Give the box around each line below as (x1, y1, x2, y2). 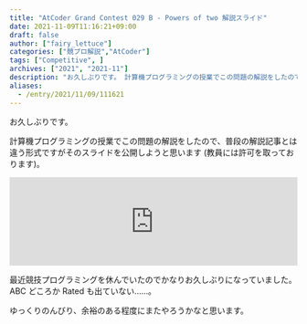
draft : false (9, 30, 59, 39)
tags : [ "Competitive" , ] (9, 56, 104, 65)
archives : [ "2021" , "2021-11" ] (9, 65, 129, 74)
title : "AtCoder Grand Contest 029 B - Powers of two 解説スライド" (9, 13, 268, 23)
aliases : (9, 81, 43, 90)
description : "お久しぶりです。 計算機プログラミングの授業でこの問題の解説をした (9, 73, 288, 82)
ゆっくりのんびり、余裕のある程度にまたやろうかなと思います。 (9, 305, 249, 316)
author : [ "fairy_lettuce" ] (9, 38, 112, 48)
